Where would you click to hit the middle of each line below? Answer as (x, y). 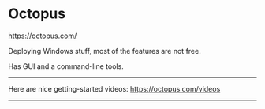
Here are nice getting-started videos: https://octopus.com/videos (114, 88)
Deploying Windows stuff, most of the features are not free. (105, 51)
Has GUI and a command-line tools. (66, 66)
